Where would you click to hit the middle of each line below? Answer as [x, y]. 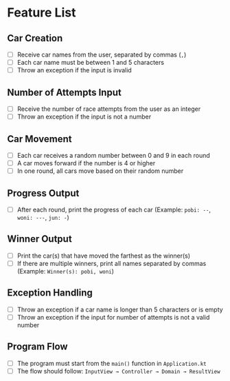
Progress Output [43, 193]
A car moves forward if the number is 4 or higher [86, 163]
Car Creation [35, 38]
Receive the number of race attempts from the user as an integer [109, 109]
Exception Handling [50, 293]
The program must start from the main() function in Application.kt [112, 363]
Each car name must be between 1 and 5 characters [91, 63]
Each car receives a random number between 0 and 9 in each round [114, 155]
